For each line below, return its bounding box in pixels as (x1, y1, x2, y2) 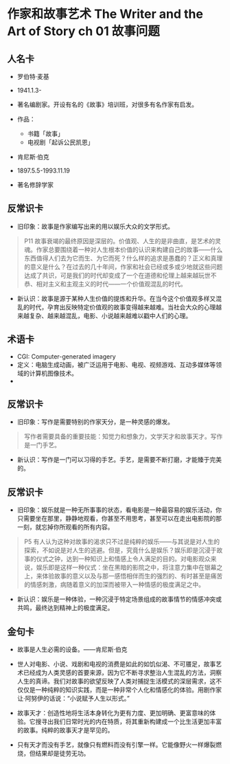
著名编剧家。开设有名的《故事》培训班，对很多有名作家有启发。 (16, 100, 198, 109)
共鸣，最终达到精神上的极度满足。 (16, 604, 114, 612)
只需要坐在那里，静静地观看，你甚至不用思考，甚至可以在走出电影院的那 (16, 515, 222, 523)
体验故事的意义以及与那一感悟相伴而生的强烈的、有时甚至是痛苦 (42, 572, 223, 581)
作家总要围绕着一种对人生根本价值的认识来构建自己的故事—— (36, 245, 211, 254)
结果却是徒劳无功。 (35, 750, 90, 758)
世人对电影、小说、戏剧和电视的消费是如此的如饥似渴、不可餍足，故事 (16, 660, 216, 668)
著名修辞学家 (16, 181, 54, 189)
